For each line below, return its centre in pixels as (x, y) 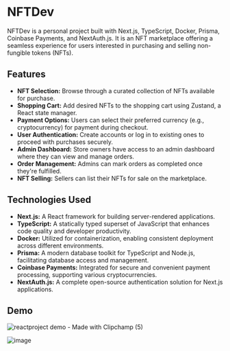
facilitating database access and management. (83, 260)
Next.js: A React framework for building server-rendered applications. (116, 216)
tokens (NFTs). (53, 53)
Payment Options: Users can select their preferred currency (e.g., (111, 120)
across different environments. (60, 245)
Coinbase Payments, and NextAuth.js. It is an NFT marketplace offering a (110, 38)
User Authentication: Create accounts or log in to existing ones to (111, 134)
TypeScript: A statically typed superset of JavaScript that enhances (113, 223)
